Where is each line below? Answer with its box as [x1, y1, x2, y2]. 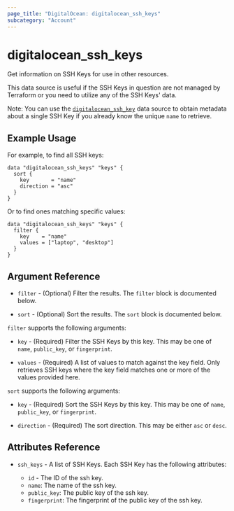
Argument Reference [7, 270, 101, 282]
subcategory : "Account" [7, 17, 77, 24]
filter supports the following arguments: [7, 323, 127, 332]
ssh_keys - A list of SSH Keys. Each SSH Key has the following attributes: [17, 460, 227, 468]
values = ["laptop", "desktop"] [20, 239, 114, 246]
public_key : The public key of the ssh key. [27, 488, 149, 497]
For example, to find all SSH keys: [7, 151, 104, 160]
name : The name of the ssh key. [27, 481, 117, 489]
